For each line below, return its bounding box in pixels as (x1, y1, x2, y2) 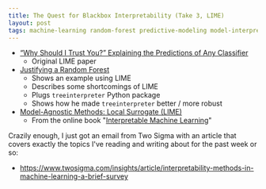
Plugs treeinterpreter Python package (31, 91, 161, 100)
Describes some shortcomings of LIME (31, 82, 158, 91)
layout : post (8, 19, 51, 27)
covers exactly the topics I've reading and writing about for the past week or (8, 140, 257, 149)
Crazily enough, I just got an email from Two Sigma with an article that (8, 131, 237, 141)
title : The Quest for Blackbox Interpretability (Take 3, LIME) (8, 11, 225, 20)
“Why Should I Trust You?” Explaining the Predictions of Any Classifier (19, 48, 249, 58)
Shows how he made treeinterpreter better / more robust (31, 98, 223, 108)
